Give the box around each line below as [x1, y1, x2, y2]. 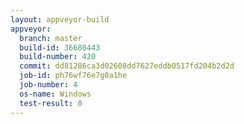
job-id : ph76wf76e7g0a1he [19, 71, 128, 81]
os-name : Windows [19, 89, 92, 99]
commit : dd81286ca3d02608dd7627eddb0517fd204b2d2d [19, 61, 235, 71]
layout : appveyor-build [10, 14, 110, 25]
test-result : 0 [19, 98, 83, 108]
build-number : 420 [19, 52, 97, 62]
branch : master [19, 33, 83, 43]
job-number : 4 [19, 80, 78, 90]
